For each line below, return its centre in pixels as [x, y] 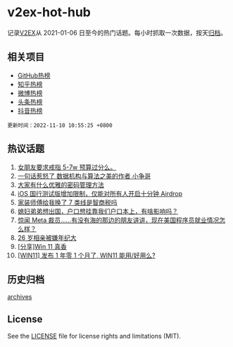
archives [20, 297]
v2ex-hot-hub [49, 12]
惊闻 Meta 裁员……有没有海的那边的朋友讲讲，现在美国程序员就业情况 [118, 220]
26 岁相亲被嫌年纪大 [47, 238]
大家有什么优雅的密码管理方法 [61, 185]
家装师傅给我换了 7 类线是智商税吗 [67, 202]
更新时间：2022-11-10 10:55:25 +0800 [60, 125]
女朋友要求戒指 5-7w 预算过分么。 [67, 167]
